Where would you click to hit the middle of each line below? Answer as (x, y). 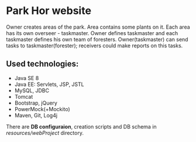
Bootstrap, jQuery (36, 103)
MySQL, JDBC (32, 90)
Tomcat (24, 96)
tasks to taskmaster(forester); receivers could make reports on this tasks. (94, 46)
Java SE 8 (27, 78)
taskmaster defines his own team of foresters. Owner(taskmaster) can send (97, 39)
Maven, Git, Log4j (36, 115)
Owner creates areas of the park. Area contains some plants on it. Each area (98, 27)
